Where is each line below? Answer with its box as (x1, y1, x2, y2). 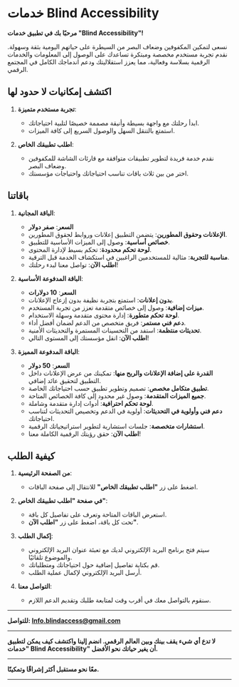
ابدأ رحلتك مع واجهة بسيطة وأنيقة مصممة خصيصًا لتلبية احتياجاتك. (28, 118, 200, 127)
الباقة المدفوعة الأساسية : (17, 274, 84, 283)
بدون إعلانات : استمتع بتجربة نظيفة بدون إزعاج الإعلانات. (28, 295, 174, 304)
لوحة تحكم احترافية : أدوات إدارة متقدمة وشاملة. (28, 399, 154, 407)
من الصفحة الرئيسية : (17, 469, 73, 477)
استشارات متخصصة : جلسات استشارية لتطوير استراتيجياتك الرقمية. (28, 422, 205, 430)
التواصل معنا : (17, 582, 52, 591)
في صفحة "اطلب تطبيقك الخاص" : (17, 497, 108, 505)
